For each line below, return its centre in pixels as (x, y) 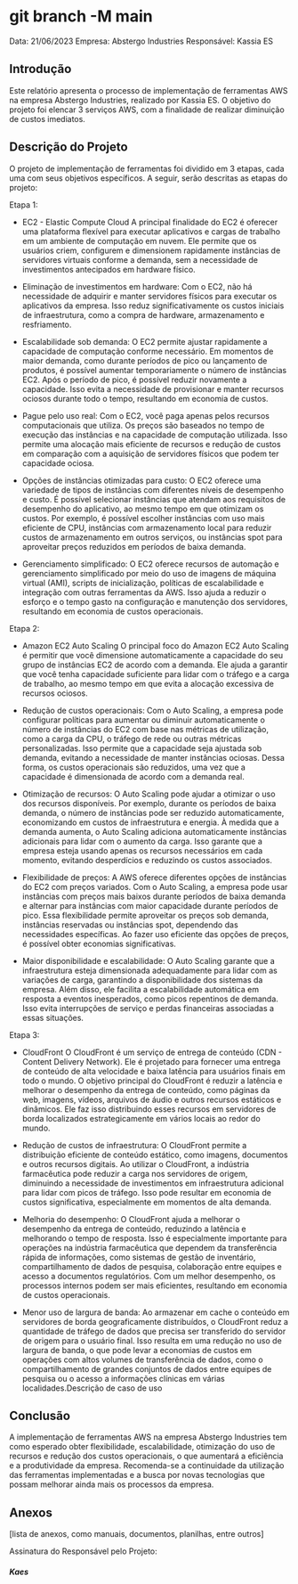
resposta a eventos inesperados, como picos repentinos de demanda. (150, 999)
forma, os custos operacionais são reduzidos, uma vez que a (134, 767)
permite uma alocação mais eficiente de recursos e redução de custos (152, 444)
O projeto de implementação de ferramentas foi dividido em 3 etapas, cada (147, 168)
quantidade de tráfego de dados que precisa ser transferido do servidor (154, 1331)
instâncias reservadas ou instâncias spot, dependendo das (130, 925)
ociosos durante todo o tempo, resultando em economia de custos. (145, 398)
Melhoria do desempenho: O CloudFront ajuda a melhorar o (131, 1219)
